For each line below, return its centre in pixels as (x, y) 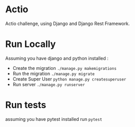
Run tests (26, 105)
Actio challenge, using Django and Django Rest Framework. (67, 23)
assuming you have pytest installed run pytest (54, 119)
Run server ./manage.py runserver (49, 84)
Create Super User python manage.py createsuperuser (69, 79)
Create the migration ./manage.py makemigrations (64, 68)
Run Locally (31, 44)
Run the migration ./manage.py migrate (54, 73)
